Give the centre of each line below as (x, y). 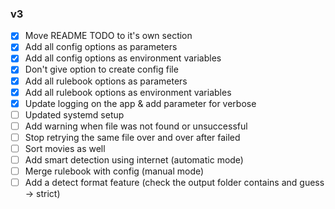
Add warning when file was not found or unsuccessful (136, 126)
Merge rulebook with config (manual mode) (114, 171)
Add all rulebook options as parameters (106, 81)
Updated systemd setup (74, 114)
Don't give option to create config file (101, 69)
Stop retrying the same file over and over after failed (132, 137)
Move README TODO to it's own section (108, 36)
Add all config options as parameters (101, 47)
